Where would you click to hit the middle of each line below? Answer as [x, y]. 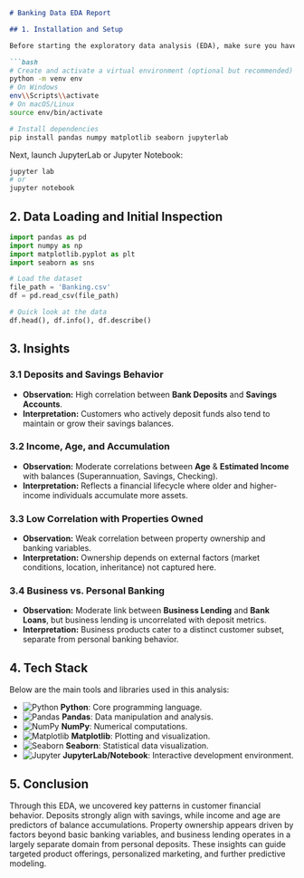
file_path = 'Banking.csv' [60, 287]
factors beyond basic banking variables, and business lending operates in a [150, 835]
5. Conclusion [49, 784]
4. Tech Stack [49, 667]
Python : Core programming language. [131, 708]
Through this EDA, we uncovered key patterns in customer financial [135, 806]
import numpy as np [46, 246]
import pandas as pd [48, 237]
